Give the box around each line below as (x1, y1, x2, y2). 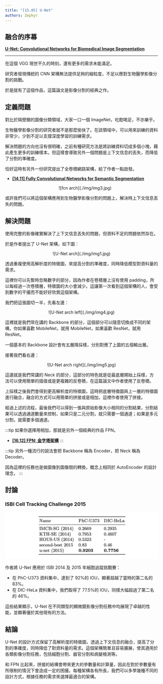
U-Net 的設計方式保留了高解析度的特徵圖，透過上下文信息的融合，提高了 (5, 639, 150, 645)
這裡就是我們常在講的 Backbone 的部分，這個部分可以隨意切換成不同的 (5, 319, 147, 325)
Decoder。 (5, 454, 27, 459)
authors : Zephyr (5, 13, 38, 18)
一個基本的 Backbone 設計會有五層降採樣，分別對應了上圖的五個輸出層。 (5, 342, 151, 348)
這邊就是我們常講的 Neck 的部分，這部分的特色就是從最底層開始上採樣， (5, 372, 150, 378)
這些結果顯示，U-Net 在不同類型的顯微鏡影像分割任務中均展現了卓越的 (5, 603, 147, 610)
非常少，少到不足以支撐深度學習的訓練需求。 (5, 133, 95, 139)
